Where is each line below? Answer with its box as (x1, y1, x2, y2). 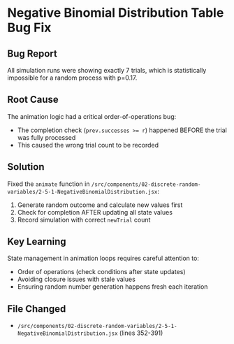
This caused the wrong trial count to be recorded (17, 141, 159, 149)
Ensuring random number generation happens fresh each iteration (17, 282, 208, 291)
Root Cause (7, 94, 59, 106)
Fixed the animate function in (7, 180, 90, 188)
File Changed (7, 303, 66, 315)
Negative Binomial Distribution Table (7, 5, 224, 21)
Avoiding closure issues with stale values (17, 275, 136, 284)
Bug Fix (7, 20, 52, 36)
